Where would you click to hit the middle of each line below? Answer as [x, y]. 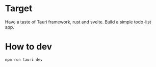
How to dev [29, 47]
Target [19, 8]
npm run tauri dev [24, 59]
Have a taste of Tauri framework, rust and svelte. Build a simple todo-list [78, 22]
